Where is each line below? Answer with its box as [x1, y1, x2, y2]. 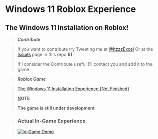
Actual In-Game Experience [17, 117, 86, 124]
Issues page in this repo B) [17, 51, 73, 57]
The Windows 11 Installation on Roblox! [5, 23, 129, 32]
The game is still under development [17, 105, 95, 111]
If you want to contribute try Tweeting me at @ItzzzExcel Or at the [17, 46, 154, 52]
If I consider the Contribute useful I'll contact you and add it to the [17, 61, 153, 67]
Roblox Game [17, 76, 46, 82]
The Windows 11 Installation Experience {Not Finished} [17, 86, 130, 92]
